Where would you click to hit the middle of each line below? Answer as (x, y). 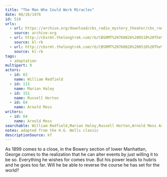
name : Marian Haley (34, 88)
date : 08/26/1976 (23, 14)
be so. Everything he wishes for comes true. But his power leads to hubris (81, 160)
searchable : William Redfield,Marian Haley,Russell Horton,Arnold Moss (81, 126)
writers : (14, 112)
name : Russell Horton (36, 98)
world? (12, 171)
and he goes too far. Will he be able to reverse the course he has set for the (83, 165)
